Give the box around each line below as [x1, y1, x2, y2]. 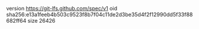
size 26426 [27, 17, 56, 24]
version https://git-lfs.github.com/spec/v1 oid [6, 5, 118, 12]
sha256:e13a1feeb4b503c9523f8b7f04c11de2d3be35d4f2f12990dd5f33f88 [6, 11, 193, 18]
